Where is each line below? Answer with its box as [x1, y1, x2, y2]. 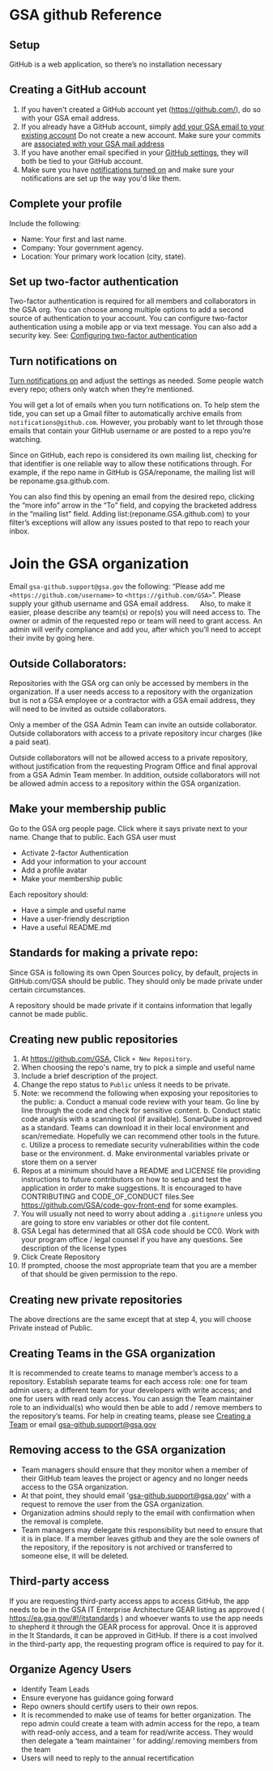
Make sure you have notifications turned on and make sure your [20, 165, 235, 174]
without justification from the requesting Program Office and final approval [9, 761, 258, 771]
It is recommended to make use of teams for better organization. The [20, 1709, 252, 1720]
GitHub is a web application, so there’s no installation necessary [9, 59, 222, 69]
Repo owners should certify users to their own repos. [20, 1701, 199, 1711]
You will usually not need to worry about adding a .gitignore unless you [20, 1209, 262, 1219]
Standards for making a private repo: [9, 946, 199, 960]
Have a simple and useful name [20, 905, 126, 915]
